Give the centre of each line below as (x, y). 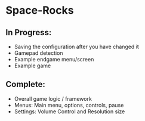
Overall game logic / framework (53, 98)
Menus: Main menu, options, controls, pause (69, 105)
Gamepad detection (38, 53)
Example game (33, 66)
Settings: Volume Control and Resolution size (70, 111)
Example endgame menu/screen (54, 59)
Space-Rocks (40, 10)
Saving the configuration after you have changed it (77, 46)
